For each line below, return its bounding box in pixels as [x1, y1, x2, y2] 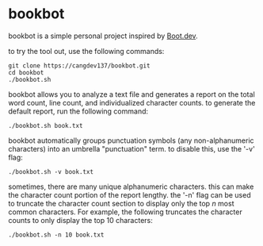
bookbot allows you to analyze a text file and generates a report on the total [8, 89, 255, 99]
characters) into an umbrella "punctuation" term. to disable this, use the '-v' [8, 144, 255, 153]
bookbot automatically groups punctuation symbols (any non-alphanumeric [8, 136, 255, 145]
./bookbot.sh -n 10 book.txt [8, 231, 105, 239]
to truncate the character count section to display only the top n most [8, 198, 234, 208]
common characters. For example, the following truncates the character [8, 207, 243, 217]
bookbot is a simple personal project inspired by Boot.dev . [8, 31, 198, 40]
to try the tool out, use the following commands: [8, 46, 165, 56]
